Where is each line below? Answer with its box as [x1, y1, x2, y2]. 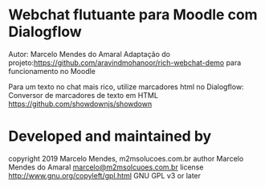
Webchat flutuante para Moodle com [8, 6, 259, 24]
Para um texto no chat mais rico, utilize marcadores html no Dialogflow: [8, 82, 244, 92]
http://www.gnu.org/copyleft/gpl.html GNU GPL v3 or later [8, 170, 202, 180]
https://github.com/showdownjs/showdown [8, 99, 153, 108]
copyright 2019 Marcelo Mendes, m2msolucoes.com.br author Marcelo [8, 153, 244, 163]
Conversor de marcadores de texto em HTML [8, 90, 159, 100]
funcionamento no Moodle [8, 66, 96, 76]
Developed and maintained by [8, 127, 212, 145]
